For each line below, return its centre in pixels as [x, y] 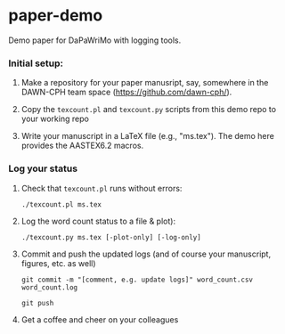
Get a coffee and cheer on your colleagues [100, 319]
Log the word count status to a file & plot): [98, 221]
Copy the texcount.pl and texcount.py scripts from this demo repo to [149, 110]
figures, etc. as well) [58, 263]
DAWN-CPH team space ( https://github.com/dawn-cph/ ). [126, 92]
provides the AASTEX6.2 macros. [82, 146]
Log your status [43, 168]
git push [37, 303]
